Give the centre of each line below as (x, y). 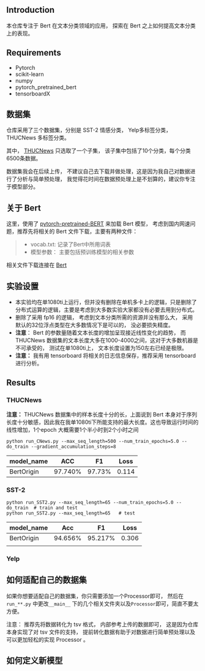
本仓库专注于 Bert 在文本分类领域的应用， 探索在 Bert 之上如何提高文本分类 (101, 25)
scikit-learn (29, 74)
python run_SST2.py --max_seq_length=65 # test (71, 513)
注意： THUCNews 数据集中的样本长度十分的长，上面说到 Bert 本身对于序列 (102, 414)
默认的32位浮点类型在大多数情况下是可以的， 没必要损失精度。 (94, 325)
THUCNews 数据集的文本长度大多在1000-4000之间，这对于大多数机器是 (107, 340)
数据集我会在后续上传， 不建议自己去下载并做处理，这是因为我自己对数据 (98, 171)
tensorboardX (33, 94)
